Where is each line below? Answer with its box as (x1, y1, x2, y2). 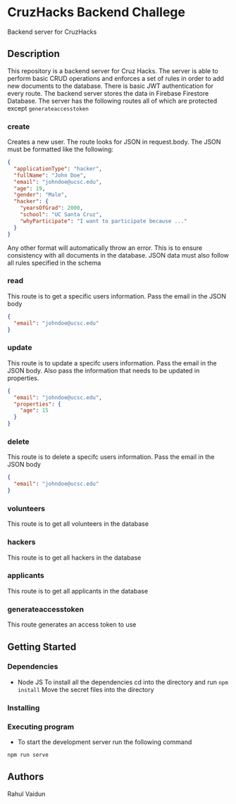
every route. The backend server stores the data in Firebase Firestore (7, 89, 209, 97)
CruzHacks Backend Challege (7, 4, 185, 20)
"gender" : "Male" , (13, 191, 68, 199)
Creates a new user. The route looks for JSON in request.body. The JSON (7, 138, 221, 146)
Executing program (7, 722, 75, 731)
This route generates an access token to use (7, 620, 137, 629)
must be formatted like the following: (7, 145, 114, 153)
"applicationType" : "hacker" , (13, 165, 102, 172)
